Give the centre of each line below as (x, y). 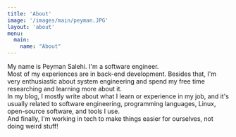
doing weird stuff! (33, 126)
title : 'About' (30, 14)
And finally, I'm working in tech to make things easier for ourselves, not (110, 119)
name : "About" (41, 46)
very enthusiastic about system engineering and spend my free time (106, 81)
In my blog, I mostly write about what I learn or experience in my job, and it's (118, 96)
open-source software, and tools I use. (63, 111)
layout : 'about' (31, 27)
